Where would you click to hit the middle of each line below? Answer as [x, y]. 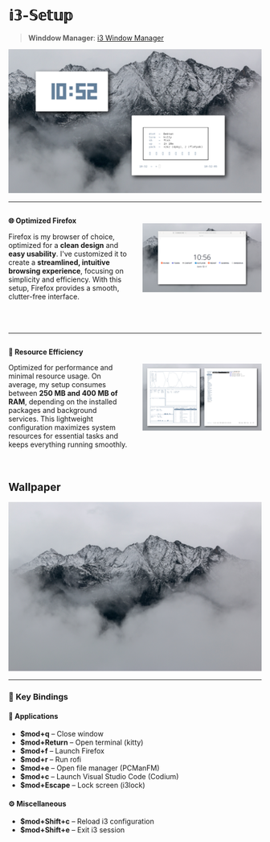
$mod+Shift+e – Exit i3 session [72, 830]
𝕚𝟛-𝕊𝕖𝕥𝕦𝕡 [41, 16]
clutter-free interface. [44, 296]
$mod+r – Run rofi [51, 760]
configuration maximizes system [62, 427]
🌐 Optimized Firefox [43, 221]
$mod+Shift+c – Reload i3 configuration [87, 821]
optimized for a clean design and [63, 245]
